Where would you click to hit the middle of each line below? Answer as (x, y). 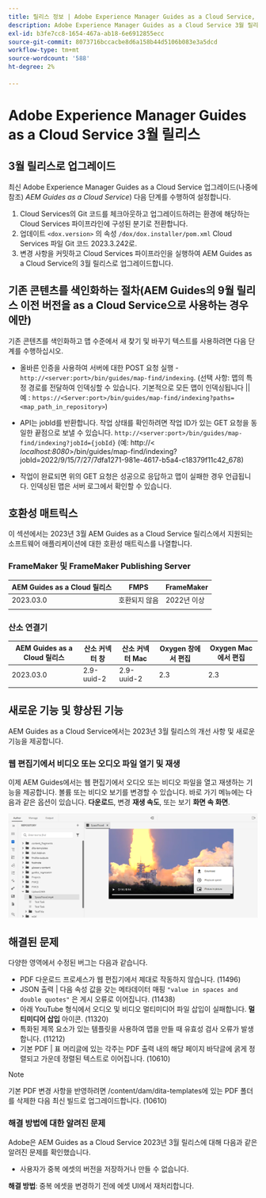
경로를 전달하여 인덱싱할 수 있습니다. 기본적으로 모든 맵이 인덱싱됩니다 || (139, 387)
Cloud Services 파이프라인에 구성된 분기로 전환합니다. (104, 223)
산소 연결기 (28, 628)
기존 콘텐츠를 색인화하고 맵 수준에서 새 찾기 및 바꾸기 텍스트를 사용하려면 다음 (127, 341)
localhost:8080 (44, 451)
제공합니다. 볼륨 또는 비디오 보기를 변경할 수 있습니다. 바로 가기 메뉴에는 (133, 792)
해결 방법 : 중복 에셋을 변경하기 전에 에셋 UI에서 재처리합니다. (101, 1185)
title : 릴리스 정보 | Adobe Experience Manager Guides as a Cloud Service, (132, 17)
